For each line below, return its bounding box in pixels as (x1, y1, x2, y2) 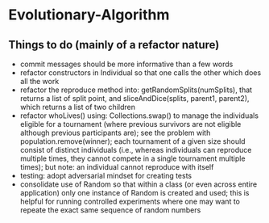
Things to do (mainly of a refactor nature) (8, 38, 220, 52)
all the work (19, 77, 60, 86)
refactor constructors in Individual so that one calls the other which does (19, 68, 262, 78)
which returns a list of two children (19, 103, 135, 111)
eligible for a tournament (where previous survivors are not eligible (19, 120, 242, 128)
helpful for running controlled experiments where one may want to (19, 196, 240, 206)
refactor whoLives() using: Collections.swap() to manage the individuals (19, 111, 259, 120)
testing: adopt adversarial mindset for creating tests (19, 171, 192, 180)
